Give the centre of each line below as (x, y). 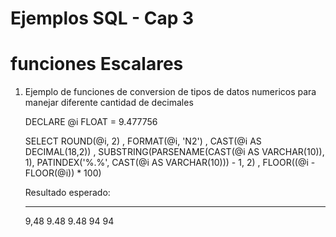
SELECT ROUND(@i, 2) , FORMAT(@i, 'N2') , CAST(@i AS (143, 141)
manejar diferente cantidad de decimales (109, 103)
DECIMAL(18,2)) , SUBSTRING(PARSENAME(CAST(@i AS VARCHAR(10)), (174, 152)
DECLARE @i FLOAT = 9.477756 (91, 122)
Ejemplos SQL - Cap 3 (102, 18)
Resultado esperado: (67, 193)
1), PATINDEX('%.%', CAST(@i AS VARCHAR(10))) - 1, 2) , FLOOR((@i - (170, 163)
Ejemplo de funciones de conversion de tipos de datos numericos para (170, 92)
